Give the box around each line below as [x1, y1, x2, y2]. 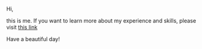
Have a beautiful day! [6, 36, 60, 42]
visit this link [6, 24, 38, 31]
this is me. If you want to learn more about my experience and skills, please [6, 17, 196, 24]
